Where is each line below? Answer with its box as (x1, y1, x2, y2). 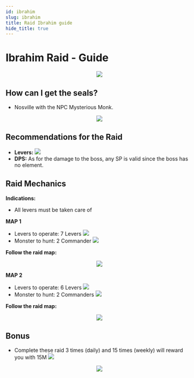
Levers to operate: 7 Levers (14, 230, 82, 237)
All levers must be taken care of (14, 206, 92, 213)
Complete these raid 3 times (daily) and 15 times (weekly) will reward (14, 347, 183, 354)
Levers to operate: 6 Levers (14, 284, 82, 291)
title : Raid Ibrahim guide (5, 20, 73, 26)
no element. (14, 161, 44, 168)
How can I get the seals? (5, 88, 98, 98)
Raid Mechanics (5, 179, 67, 189)
